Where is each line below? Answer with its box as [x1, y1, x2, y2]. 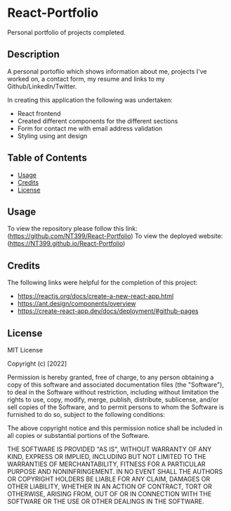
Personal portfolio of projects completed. [7, 28, 126, 36]
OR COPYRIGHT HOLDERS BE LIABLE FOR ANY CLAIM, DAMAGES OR [7, 475, 211, 483]
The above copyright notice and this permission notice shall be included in [7, 424, 223, 432]
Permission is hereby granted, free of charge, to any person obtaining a [7, 373, 214, 381]
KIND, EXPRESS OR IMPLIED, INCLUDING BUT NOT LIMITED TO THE [7, 453, 206, 460]
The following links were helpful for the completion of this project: [7, 279, 198, 287]
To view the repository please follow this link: [7, 225, 138, 233]
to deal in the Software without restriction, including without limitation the [7, 388, 219, 396]
